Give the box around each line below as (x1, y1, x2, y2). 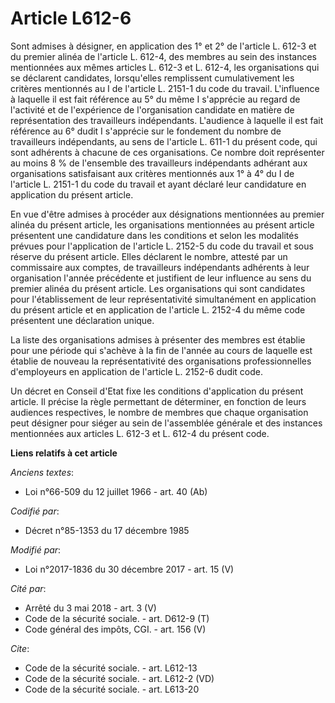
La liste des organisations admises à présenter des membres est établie (10, 333, 306, 346)
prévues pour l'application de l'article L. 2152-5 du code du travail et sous (10, 240, 314, 252)
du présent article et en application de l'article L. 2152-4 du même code (10, 303, 306, 316)
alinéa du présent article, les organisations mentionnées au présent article (10, 218, 315, 231)
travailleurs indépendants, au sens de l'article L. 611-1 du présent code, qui (10, 135, 318, 147)
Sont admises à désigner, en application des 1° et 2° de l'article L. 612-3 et (10, 40, 317, 52)
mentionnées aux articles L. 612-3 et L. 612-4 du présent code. (10, 427, 270, 439)
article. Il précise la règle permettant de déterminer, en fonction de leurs (10, 395, 307, 407)
